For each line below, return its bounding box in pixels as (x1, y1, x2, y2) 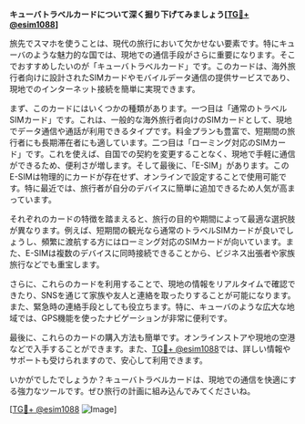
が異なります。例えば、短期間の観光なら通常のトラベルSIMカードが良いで (9, 225, 287, 235)
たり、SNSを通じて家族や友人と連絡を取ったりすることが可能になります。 (16, 290, 296, 300)
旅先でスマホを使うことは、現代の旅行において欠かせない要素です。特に (9, 38, 280, 48)
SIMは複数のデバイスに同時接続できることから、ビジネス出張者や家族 (33, 248, 296, 258)
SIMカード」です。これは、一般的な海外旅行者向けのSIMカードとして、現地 (9, 114, 293, 125)
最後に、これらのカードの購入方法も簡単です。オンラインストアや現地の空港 (9, 332, 296, 343)
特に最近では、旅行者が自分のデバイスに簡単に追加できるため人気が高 (24, 182, 288, 193)
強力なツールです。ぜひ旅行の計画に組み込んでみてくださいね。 (16, 386, 256, 396)
